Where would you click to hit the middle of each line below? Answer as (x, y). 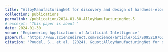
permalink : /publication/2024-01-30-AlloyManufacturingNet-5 (70, 19)
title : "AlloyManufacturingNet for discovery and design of (69, 10)
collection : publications (32, 14)
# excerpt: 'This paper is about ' (42, 24)
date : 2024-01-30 (23, 28)
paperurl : (15, 38)
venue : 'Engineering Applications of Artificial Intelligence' (72, 33)
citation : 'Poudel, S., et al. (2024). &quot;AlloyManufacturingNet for (82, 42)
